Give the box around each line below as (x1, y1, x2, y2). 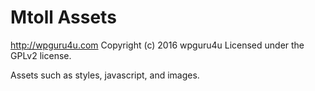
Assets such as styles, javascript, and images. (10, 69, 200, 81)
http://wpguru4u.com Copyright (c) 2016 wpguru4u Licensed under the (10, 39, 305, 51)
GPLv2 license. (10, 49, 72, 61)
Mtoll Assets (10, 6, 117, 29)
